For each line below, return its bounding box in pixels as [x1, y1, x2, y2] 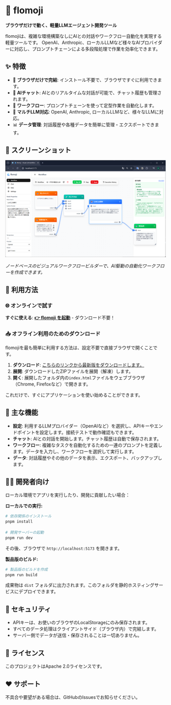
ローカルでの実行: [5, 503, 43, 509]
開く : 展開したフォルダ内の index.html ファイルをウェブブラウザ [12, 374, 146, 380]
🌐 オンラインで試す [5, 302, 52, 309]
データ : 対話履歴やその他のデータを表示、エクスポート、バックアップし [12, 454, 163, 461]
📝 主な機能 [5, 408, 38, 417]
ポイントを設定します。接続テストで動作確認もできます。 [17, 429, 137, 435]
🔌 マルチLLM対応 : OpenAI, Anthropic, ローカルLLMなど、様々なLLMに [12, 108, 159, 115]
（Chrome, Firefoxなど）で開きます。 [12, 381, 91, 387]
